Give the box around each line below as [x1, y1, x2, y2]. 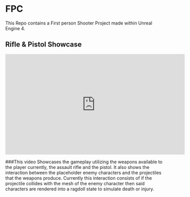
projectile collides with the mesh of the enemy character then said [5, 180, 145, 186]
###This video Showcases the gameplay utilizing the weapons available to [5, 159, 163, 165]
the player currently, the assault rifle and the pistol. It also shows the [5, 164, 150, 170]
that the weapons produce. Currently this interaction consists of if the [5, 175, 152, 181]
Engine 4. [5, 25, 26, 31]
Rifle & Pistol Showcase [5, 40, 82, 49]
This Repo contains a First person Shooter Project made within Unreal [5, 20, 153, 26]
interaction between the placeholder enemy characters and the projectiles [5, 169, 162, 176]
